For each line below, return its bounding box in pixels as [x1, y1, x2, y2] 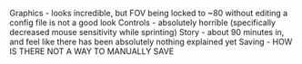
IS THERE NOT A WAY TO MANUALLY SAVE [9, 46, 175, 57]
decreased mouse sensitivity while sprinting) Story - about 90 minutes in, [9, 27, 285, 37]
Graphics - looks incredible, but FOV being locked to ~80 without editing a [9, 8, 288, 18]
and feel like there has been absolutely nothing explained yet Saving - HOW [9, 36, 293, 47]
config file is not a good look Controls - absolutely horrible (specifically [9, 17, 276, 28]
